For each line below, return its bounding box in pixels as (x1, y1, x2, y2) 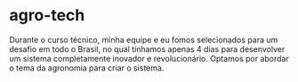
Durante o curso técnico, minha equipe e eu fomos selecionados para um (9, 34, 278, 45)
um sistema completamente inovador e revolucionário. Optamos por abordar (9, 53, 289, 63)
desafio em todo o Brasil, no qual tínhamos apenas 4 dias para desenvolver (9, 43, 286, 54)
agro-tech (9, 5, 85, 26)
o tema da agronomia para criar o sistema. (9, 63, 165, 73)
